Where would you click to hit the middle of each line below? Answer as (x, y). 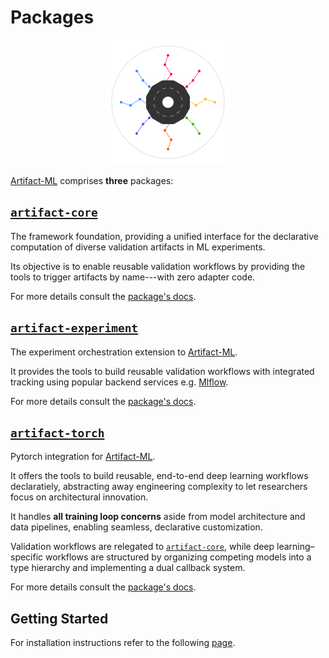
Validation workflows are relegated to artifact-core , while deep (142, 547)
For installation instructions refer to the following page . (123, 643)
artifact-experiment (74, 328)
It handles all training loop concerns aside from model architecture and (158, 517)
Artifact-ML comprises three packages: (92, 180)
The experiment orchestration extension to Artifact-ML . (124, 352)
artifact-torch (57, 433)
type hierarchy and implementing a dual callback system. (128, 568)
